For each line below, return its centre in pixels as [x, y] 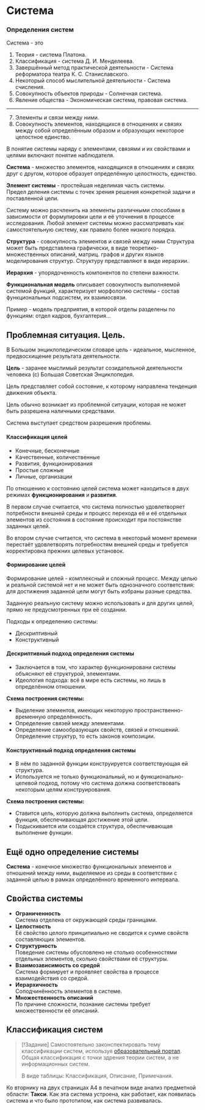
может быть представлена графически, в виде [67, 248]
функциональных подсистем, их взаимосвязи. [67, 298]
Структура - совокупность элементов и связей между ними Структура [100, 242]
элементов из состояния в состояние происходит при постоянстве [94, 520]
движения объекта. [32, 393]
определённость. [70, 717]
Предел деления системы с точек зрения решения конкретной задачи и [101, 192]
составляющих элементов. [50, 939]
